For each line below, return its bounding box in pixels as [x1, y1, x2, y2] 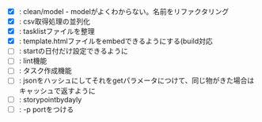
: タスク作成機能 [18, 66, 72, 76]
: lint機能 [18, 56, 47, 65]
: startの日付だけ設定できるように [18, 46, 128, 56]
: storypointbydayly [18, 94, 82, 104]
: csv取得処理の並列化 [18, 17, 91, 26]
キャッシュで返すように [18, 86, 96, 95]
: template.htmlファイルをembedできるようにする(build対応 [18, 36, 213, 46]
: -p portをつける [18, 105, 74, 114]
